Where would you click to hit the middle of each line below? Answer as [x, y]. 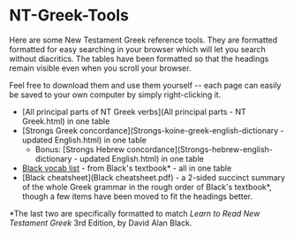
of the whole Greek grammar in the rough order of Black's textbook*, [147, 187]
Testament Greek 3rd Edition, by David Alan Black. [101, 223]
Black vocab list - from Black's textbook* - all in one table [127, 168]
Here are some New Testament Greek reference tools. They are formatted [143, 40]
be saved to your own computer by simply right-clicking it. [115, 95]
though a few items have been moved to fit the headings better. [137, 196]
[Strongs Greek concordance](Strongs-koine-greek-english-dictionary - [153, 130]
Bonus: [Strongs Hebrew [80, 149]
